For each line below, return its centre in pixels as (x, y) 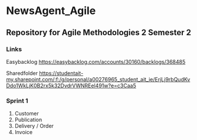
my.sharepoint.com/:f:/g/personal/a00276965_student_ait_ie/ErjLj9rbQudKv (98, 79)
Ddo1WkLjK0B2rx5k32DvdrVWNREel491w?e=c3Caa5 (71, 86)
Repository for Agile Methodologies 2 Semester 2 (99, 33)
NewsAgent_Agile (51, 11)
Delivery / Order (34, 126)
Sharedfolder (22, 73)
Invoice (24, 132)
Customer (27, 114)
